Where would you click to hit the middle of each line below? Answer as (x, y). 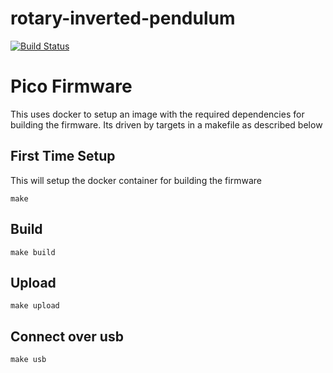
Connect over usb (67, 336)
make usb (28, 360)
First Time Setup (63, 156)
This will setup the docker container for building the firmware (136, 180)
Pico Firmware (71, 86)
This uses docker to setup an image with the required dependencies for (157, 114)
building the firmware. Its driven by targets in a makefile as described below (166, 124)
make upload (35, 306)
